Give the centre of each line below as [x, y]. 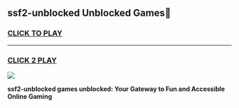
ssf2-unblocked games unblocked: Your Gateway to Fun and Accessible [116, 89]
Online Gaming [30, 96]
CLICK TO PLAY [35, 33]
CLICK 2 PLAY [32, 60]
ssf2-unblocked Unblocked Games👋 [89, 13]
